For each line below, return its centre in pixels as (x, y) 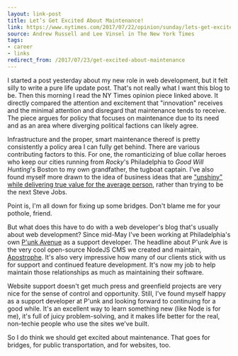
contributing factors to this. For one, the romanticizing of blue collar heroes (117, 154)
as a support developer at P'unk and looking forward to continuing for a (112, 301)
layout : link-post (34, 14)
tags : (15, 40)
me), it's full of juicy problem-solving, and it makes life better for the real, (114, 316)
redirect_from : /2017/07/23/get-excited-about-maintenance (96, 60)
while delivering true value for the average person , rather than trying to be (115, 184)
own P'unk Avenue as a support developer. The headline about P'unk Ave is (118, 242)
